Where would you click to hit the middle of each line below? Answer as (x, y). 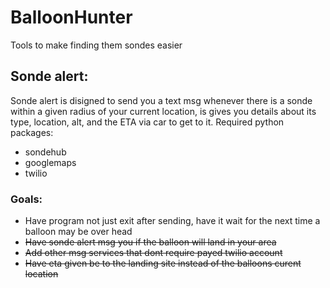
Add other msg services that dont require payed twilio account (153, 253)
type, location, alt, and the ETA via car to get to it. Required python (147, 122)
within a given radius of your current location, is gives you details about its (163, 111)
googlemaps (50, 162)
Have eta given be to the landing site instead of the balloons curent (163, 263)
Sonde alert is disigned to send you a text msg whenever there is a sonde (161, 100)
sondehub (45, 152)
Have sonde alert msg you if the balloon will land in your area (150, 242)
